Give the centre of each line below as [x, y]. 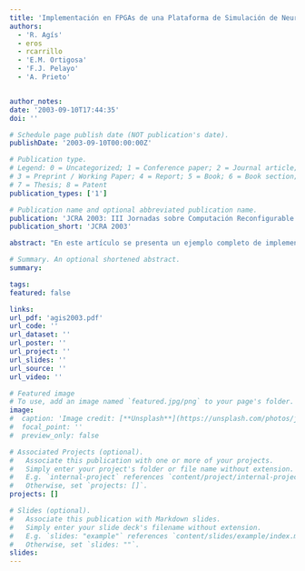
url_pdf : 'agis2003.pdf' [56, 318]
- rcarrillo [40, 52]
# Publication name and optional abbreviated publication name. [133, 210]
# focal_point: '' [46, 427]
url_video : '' [36, 377]
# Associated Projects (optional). [77, 452]
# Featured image [42, 393]
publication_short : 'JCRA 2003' [70, 227]
